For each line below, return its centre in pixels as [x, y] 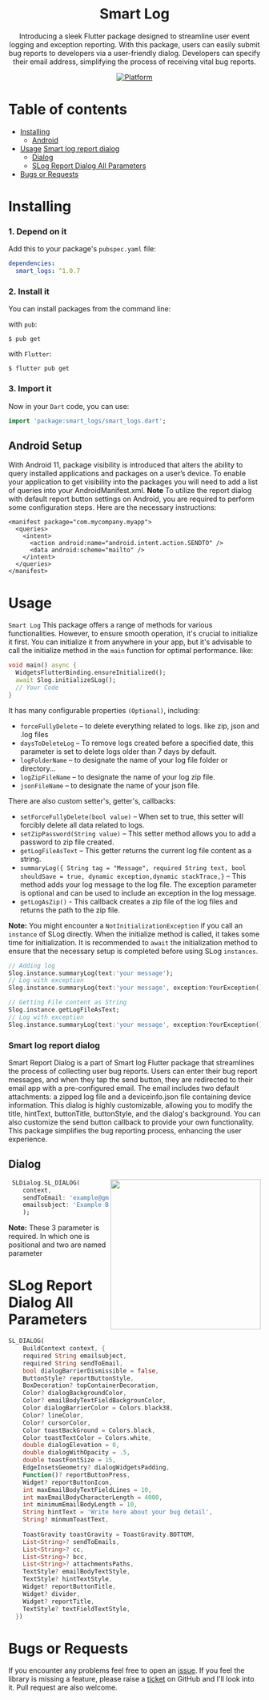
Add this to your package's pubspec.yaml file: [82, 249]
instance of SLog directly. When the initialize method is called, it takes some [134, 934]
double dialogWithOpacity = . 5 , [76, 1453]
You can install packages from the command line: [90, 309]
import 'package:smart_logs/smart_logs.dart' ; [87, 421]
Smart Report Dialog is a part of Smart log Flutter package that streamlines [131, 1062]
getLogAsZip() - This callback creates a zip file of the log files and [128, 901]
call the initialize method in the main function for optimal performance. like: [131, 651]
